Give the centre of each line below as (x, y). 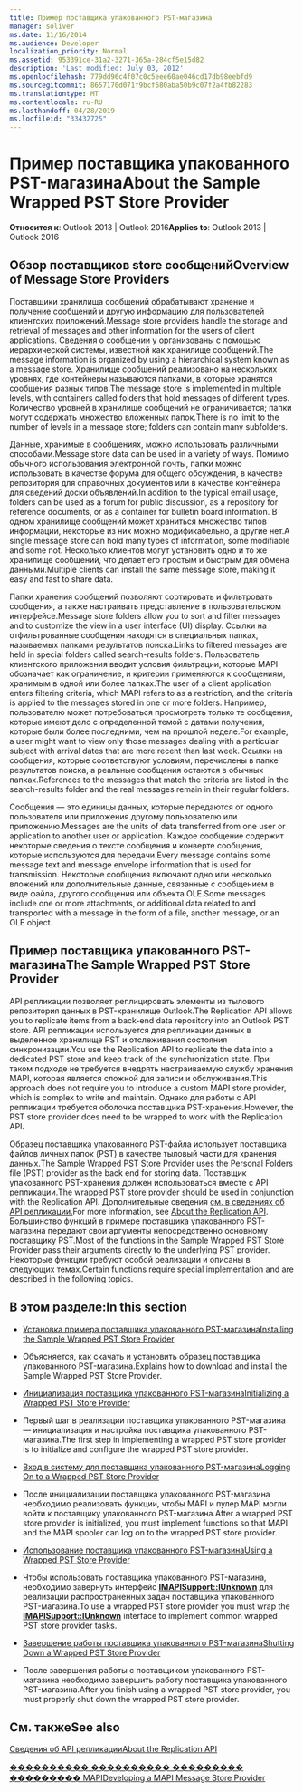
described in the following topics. (71, 1278)
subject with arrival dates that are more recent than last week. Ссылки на (146, 751)
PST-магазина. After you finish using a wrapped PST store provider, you (156, 1689)
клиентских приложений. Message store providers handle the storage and (148, 320)
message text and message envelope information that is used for (130, 864)
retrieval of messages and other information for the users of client (132, 330)
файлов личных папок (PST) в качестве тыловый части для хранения (143, 1153)
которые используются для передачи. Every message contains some (140, 855)
